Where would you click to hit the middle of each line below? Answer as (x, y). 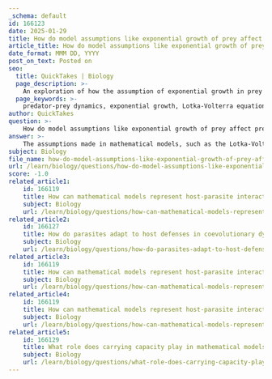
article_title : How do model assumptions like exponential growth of (128, 46)
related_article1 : (39, 182)
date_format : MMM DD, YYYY (54, 53)
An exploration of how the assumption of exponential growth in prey (143, 91)
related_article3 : (39, 257)
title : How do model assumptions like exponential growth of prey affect (136, 38)
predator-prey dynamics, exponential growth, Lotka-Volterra (128, 106)
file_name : (27, 159)
